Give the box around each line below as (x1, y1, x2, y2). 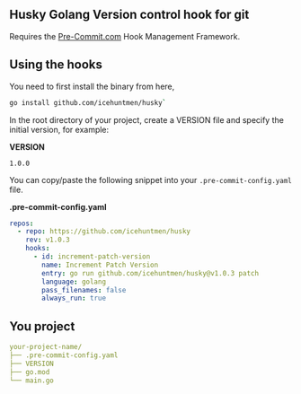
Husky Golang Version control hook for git (9, 7, 250, 22)
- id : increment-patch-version (32, 252, 151, 261)
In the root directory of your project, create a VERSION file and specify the (9, 114, 285, 125)
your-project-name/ (9, 343, 83, 352)
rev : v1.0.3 (25, 235, 70, 245)
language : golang (41, 277, 106, 286)
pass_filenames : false (41, 285, 127, 294)
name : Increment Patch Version (41, 260, 159, 269)
